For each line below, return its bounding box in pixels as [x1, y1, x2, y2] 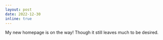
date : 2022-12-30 [5, 12, 41, 17]
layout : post [5, 7, 32, 12]
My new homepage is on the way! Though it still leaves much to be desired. [5, 30, 159, 36]
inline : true [5, 16, 32, 21]
